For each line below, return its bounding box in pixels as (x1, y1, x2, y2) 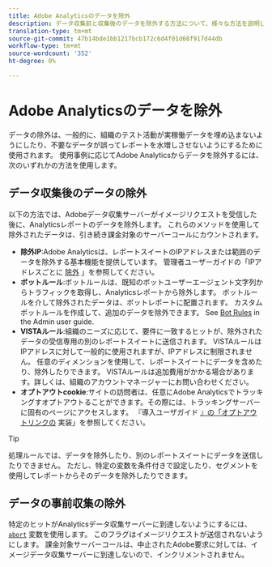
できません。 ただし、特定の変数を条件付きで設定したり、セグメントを (22, 460, 258, 470)
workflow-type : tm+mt (8, 42, 82, 50)
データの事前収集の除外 (8, 497, 125, 510)
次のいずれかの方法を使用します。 (8, 160, 121, 170)
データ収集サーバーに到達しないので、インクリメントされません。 (29, 550, 249, 560)
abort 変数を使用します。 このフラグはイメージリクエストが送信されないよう (8, 530, 264, 539)
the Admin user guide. (19, 317, 95, 326)
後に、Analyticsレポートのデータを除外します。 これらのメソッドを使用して (8, 220, 261, 229)
